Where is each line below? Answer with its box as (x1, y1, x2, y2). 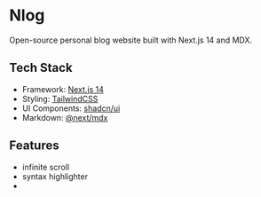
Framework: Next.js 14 (21, 83, 105, 94)
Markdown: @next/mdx (21, 112, 108, 122)
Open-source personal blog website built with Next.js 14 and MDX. (9, 35, 253, 45)
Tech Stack (9, 60, 73, 75)
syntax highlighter (21, 170, 89, 182)
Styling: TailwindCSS (21, 93, 99, 104)
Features (9, 138, 59, 154)
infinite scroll (21, 162, 69, 172)
